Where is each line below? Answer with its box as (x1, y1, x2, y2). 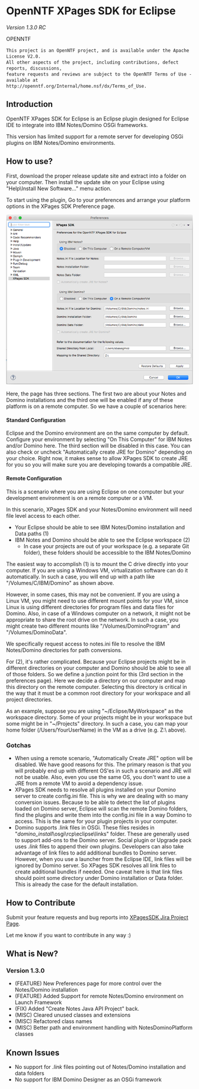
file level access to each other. (6, 512, 81, 519)
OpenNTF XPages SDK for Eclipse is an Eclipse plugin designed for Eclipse (6, 115, 190, 122)
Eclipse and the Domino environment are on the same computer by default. (6, 429, 190, 437)
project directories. (6, 696, 53, 703)
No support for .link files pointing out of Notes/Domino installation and (14, 1063, 186, 1071)
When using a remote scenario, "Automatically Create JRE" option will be (14, 754, 193, 761)
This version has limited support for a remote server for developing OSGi (6, 132, 184, 140)
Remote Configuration (6, 475, 62, 482)
